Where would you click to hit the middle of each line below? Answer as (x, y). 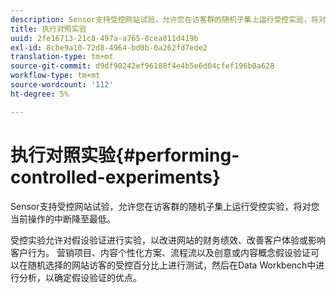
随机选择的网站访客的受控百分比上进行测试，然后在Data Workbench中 (172, 265)
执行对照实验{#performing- (125, 155)
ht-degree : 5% (40, 94)
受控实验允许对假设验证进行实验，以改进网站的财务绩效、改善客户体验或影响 (168, 240)
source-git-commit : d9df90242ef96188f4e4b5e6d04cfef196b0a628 (142, 66)
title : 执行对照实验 (48, 29)
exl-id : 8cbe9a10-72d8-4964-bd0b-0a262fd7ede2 (109, 47)
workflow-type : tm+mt (55, 76)
